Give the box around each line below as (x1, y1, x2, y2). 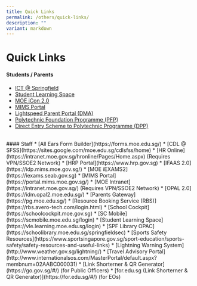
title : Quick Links (6, 8, 55, 15)
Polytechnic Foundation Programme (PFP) (14, 116, 118, 123)
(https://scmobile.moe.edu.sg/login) (6, 216, 95, 223)
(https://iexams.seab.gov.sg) (6, 172, 77, 179)
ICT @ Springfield (14, 84, 59, 91)
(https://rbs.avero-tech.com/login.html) (6, 203, 103, 210)
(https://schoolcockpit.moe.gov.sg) (6, 210, 93, 217)
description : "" (6, 20, 47, 26)
